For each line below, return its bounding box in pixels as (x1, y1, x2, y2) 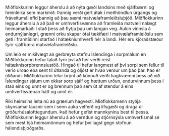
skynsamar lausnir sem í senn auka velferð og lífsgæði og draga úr (5, 104, 143, 109)
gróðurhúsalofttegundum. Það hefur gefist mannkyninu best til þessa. (5, 109, 150, 115)
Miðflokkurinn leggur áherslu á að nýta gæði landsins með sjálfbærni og (5, 5, 154, 10)
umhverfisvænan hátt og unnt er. (5, 89, 73, 94)
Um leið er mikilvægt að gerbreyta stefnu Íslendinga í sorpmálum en (5, 51, 146, 57)
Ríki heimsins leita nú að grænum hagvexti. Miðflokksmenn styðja (5, 98, 141, 104)
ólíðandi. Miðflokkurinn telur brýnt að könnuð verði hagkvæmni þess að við (5, 73, 160, 78)
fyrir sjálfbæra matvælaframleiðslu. (5, 42, 78, 47)
